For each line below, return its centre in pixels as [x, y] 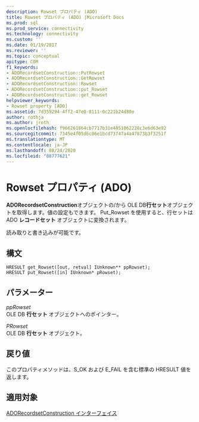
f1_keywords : [22, 67]
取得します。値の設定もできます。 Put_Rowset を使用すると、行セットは [105, 212]
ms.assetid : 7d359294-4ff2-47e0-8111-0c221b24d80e [70, 112]
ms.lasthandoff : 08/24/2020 [41, 150]
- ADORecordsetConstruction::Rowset [52, 84]
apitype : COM [22, 61]
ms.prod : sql [22, 23]
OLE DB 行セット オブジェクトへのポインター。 [64, 314]
